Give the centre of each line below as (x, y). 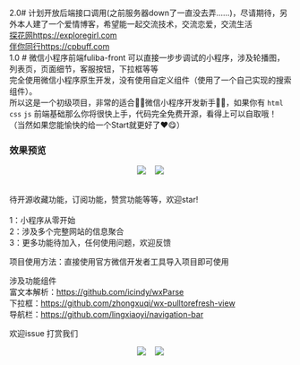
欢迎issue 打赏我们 (44, 334)
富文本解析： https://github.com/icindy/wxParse (97, 292)
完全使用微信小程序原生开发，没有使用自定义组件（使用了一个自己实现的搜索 (150, 80)
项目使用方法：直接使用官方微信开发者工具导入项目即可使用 (119, 262)
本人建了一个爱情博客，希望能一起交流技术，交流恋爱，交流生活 (134, 24)
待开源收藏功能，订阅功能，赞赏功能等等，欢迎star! (104, 200)
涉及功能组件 (33, 281)
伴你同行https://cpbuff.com (60, 46)
